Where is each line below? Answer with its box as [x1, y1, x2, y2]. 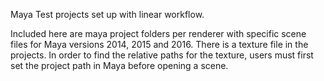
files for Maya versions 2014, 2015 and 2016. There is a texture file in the [10, 39, 309, 50]
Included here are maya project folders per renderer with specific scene [10, 28, 307, 39]
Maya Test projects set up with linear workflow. [10, 9, 205, 20]
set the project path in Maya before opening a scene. [10, 60, 229, 71]
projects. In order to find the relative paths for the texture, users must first [10, 49, 314, 61]
